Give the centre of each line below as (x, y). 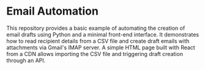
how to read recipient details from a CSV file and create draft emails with (98, 41)
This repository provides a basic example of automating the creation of (96, 28)
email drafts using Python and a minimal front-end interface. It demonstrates (103, 34)
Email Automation (53, 11)
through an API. (26, 60)
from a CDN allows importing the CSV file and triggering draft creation (95, 54)
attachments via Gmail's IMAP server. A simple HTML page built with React (101, 47)
